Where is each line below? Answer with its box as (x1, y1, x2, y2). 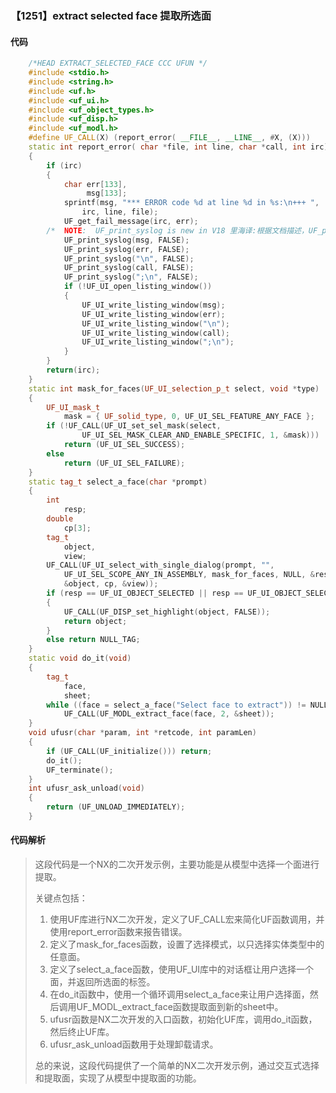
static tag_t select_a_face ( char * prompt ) (28, 477, 208, 487)
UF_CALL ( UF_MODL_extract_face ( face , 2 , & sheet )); (63, 709, 275, 719)
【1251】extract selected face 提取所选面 (10, 8, 212, 22)
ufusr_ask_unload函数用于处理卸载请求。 (49, 1038, 219, 1051)
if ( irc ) (46, 160, 83, 171)
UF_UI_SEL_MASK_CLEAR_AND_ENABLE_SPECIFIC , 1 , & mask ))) (81, 430, 320, 441)
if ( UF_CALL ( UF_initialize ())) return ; (46, 746, 213, 756)
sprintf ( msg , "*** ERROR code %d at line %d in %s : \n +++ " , (63, 198, 320, 208)
